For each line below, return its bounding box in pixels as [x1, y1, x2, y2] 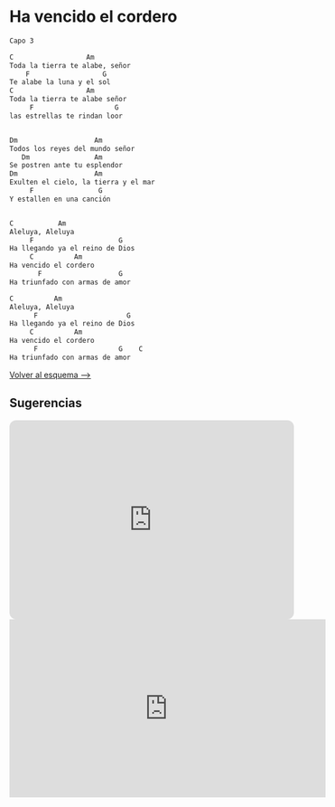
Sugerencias [9, 395, 83, 411]
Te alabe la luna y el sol [9, 78, 111, 87]
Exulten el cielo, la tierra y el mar [9, 178, 155, 187]
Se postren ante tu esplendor [9, 161, 124, 170]
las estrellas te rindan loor [9, 111, 124, 120]
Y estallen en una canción [9, 195, 111, 204]
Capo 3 [9, 36, 34, 45]
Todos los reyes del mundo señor [9, 144, 135, 153]
